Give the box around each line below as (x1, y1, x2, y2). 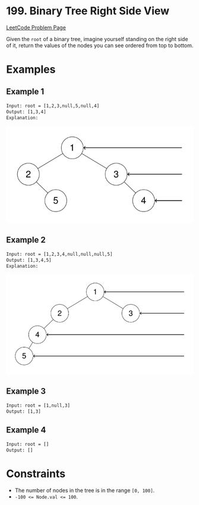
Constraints (6, 467, 66, 481)
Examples (6, 63, 56, 76)
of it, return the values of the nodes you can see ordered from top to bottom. (6, 42, 194, 49)
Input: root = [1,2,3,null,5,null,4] (6, 103, 100, 109)
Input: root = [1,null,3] (6, 402, 70, 409)
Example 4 (6, 425, 46, 435)
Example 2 (6, 234, 46, 245)
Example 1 (6, 86, 45, 97)
